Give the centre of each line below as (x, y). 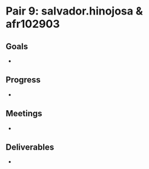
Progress (23, 80)
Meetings (24, 114)
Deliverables (30, 147)
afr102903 (33, 24)
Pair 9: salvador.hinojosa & (74, 11)
